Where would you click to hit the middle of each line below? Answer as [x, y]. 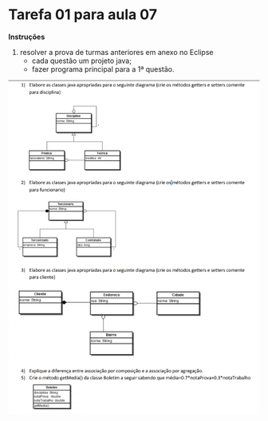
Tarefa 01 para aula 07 [83, 15]
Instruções [27, 37]
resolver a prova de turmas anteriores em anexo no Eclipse [116, 52]
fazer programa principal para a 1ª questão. [103, 69]
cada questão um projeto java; [81, 61]
